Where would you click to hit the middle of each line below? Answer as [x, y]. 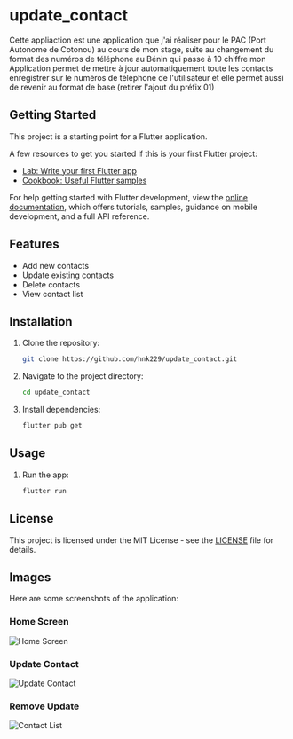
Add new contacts [55, 265]
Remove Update [44, 706]
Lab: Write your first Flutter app [79, 170]
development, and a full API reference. [79, 216]
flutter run [44, 491]
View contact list [52, 294]
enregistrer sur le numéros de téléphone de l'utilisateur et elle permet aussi [146, 77]
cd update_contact [56, 393]
